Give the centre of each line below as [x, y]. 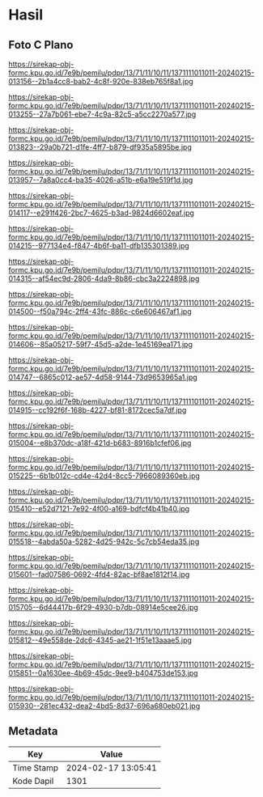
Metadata [33, 731]
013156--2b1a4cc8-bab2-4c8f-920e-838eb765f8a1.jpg [101, 81]
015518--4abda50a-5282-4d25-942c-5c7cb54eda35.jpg [104, 541]
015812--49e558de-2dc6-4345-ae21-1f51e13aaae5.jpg [100, 640]
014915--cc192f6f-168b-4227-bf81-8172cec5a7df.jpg [98, 410]
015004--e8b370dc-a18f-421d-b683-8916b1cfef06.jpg [100, 443]
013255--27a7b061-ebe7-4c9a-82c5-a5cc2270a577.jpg [102, 114]
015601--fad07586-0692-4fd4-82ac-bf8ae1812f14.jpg [99, 574]
